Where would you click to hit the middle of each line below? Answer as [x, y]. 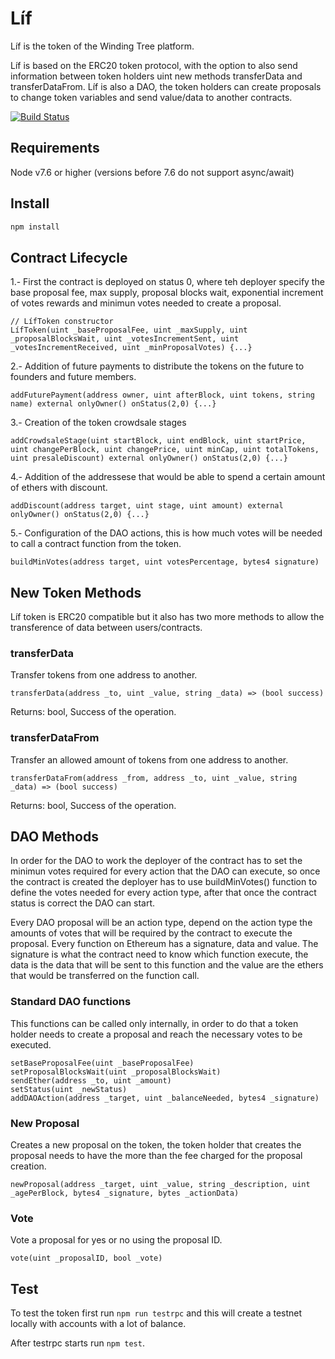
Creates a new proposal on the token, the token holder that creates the [156, 1145]
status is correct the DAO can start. [83, 903]
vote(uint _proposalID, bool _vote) [86, 1258]
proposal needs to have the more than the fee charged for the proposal [156, 1156]
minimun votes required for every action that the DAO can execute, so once [165, 871]
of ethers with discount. [59, 488]
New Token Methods [76, 592]
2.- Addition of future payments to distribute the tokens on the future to [157, 366]
